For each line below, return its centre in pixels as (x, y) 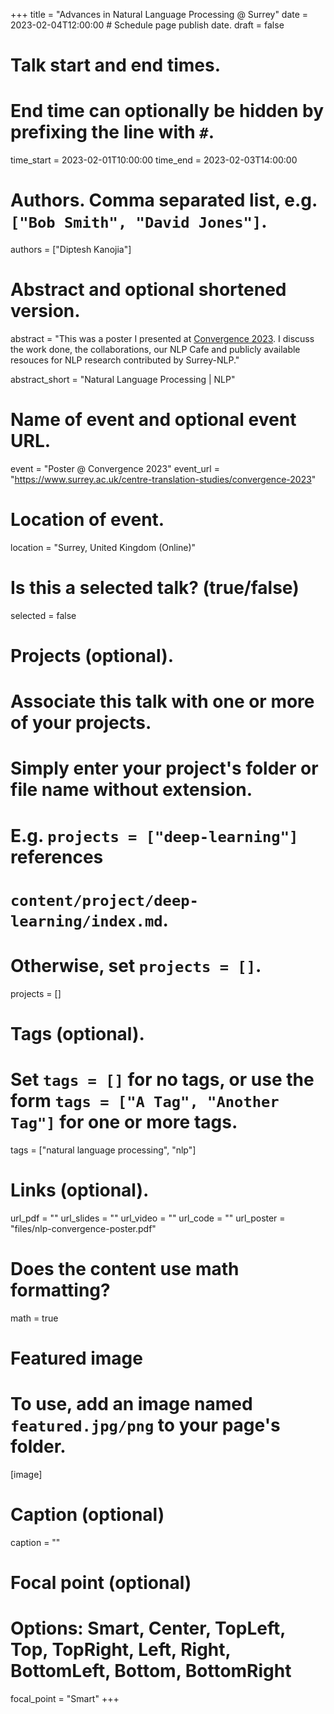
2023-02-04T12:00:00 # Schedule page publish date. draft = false (147, 25)
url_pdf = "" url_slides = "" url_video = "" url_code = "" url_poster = (148, 1218)
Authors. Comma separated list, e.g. (164, 200)
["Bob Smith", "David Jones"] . (139, 221)
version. (45, 311)
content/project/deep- (104, 900)
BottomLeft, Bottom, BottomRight (151, 1671)
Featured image (76, 1358)
